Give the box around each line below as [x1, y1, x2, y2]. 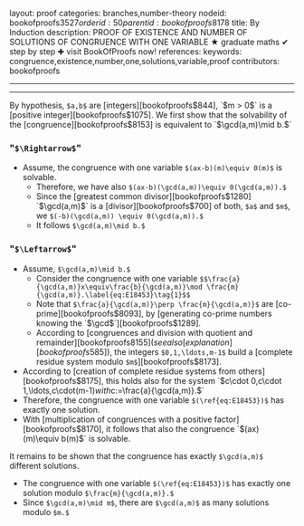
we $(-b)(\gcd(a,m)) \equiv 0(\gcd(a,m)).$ [35, 210, 204, 221]
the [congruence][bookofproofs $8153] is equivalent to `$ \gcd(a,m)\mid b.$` [9, 120, 292, 129]
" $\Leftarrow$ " [9, 243, 77, 255]
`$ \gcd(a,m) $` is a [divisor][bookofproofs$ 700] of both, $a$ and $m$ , [35, 201, 291, 212]
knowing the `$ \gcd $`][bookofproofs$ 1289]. [35, 317, 202, 329]
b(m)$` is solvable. [61, 433, 131, 444]
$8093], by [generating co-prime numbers [113, 308, 273, 319]
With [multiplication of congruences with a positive [22, 414, 213, 425]
